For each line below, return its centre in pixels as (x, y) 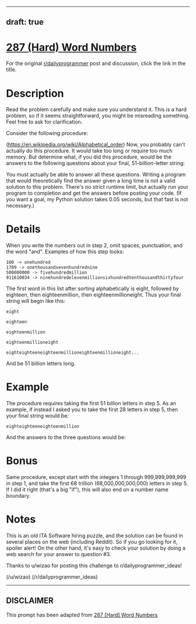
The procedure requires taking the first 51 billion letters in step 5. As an (91, 404)
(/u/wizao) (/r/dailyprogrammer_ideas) (52, 577)
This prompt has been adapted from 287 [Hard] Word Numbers (82, 615)
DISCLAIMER (30, 601)
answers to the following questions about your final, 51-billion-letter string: (95, 163)
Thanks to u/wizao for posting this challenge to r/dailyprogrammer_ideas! (94, 566)
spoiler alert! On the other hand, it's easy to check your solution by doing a (96, 548)
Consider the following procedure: (47, 133)
